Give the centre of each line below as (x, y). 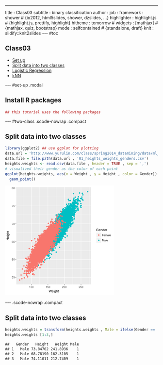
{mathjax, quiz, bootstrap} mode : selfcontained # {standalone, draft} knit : (79, 28)
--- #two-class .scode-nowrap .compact (46, 121)
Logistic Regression (32, 70)
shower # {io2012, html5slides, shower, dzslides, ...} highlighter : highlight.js (81, 18)
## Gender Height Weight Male (42, 344)
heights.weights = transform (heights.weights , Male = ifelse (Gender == (80, 330)
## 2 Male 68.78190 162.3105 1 (42, 354)
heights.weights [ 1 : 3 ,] (29, 335)
